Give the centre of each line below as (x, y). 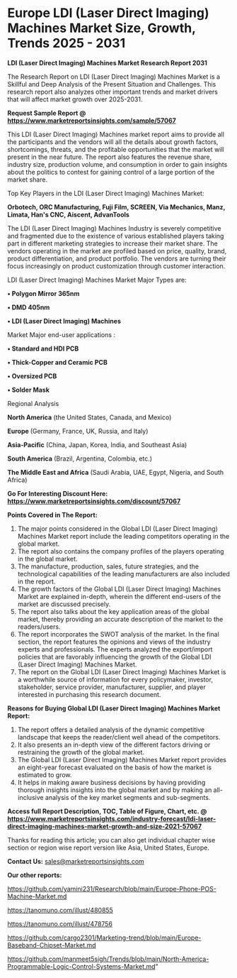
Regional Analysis (33, 403)
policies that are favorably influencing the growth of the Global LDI (114, 656)
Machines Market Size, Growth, (102, 28)
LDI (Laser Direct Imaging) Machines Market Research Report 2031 (107, 62)
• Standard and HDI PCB (43, 348)
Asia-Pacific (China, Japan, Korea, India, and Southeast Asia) (97, 444)
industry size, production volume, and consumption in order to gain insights (117, 164)
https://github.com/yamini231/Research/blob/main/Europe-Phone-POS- (112, 889)
